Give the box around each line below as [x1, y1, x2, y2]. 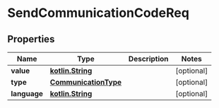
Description [128, 54, 169, 64]
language [11, 89, 44, 98]
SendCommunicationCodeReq [7, 5, 189, 21]
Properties [7, 33, 55, 45]
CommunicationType [49, 78, 122, 87]
